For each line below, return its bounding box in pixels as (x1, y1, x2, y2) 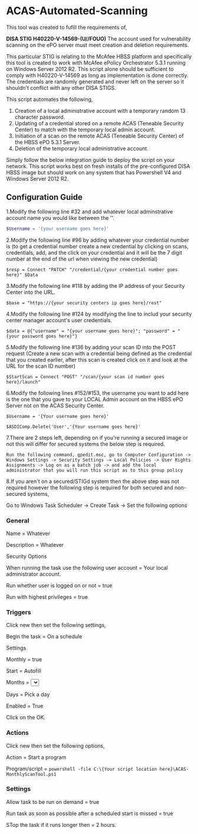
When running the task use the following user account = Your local (6, 564, 168, 571)
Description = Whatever (6, 541, 64, 548)
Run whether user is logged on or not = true (6, 582, 113, 589)
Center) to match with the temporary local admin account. (14, 126, 156, 133)
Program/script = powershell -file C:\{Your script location (6, 765, 157, 772)
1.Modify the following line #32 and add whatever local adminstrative (6, 208, 173, 215)
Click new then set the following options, (6, 742, 105, 749)
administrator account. (6, 570, 61, 577)
